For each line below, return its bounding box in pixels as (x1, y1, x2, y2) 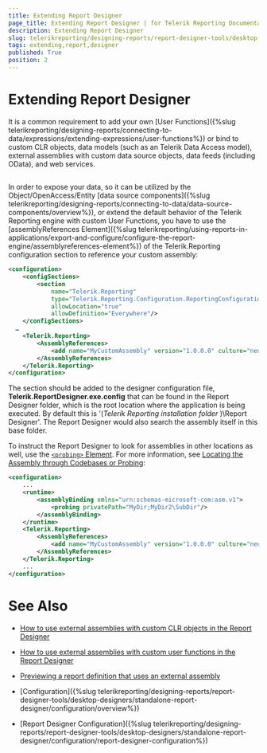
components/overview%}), (8, 208, 97, 218)
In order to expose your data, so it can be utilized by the (8, 182, 192, 192)
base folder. (8, 426, 48, 435)
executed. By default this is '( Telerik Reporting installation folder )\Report (8, 409, 248, 418)
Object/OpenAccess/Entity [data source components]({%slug (8, 190, 211, 200)
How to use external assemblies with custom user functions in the (19, 647, 236, 657)
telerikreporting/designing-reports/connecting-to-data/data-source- (8, 199, 233, 209)
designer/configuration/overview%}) (19, 703, 140, 713)
